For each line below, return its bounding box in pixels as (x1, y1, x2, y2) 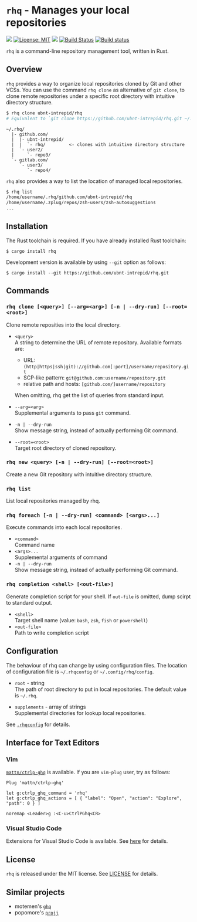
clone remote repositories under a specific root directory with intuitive (6, 92, 175, 100)
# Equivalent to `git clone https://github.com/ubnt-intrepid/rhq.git (6, 116, 182, 121)
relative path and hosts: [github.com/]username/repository (23, 380, 166, 387)
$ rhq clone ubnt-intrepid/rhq (6, 110, 83, 116)
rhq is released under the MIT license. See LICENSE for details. (6, 870, 158, 877)
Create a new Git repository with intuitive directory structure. (6, 470, 152, 478)
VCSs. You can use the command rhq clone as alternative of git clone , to (6, 86, 185, 93)
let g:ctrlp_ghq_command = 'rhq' (6, 790, 88, 796)
